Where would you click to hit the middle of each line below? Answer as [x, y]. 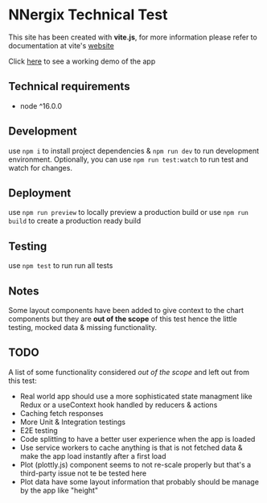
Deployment [40, 193]
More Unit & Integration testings [73, 422]
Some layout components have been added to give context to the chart [126, 310]
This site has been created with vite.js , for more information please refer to [133, 37]
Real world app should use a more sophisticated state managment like [136, 396]
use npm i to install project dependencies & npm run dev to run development [134, 150]
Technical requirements [69, 87]
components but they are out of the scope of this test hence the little [123, 319]
